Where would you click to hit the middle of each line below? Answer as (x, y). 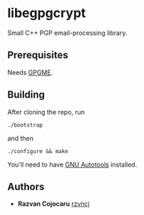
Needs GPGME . (30, 72)
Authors (26, 187)
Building (26, 95)
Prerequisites (38, 55)
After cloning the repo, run (46, 112)
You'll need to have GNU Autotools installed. (72, 164)
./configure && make (38, 151)
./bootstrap (25, 125)
